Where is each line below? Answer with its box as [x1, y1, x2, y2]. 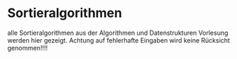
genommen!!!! [7, 43, 48, 52]
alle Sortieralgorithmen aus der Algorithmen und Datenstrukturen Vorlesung [7, 28, 228, 37]
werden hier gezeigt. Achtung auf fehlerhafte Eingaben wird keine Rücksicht [7, 36, 231, 44]
